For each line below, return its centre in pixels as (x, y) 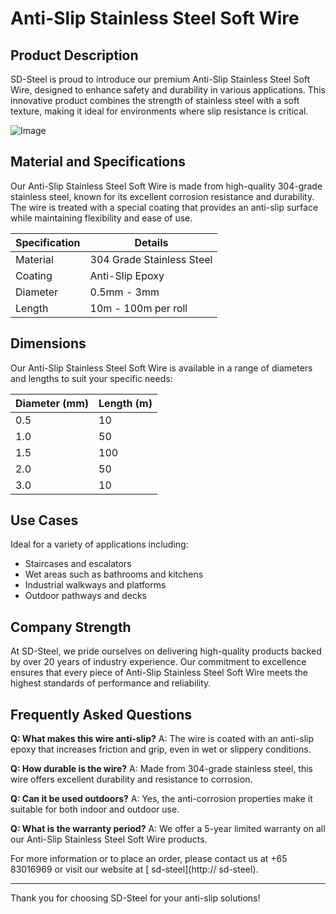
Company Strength (71, 627)
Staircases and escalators (78, 564)
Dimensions (48, 343)
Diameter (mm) (52, 403)
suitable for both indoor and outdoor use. (95, 809)
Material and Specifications (98, 162)
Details (151, 242)
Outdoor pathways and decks (85, 596)
